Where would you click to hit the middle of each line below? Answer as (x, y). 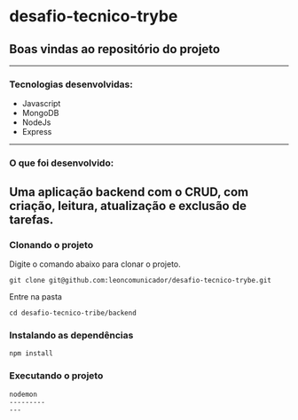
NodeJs (36, 122)
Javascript (41, 104)
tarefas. (31, 219)
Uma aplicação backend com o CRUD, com (129, 192)
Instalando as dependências (71, 335)
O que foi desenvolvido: (62, 163)
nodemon (24, 394)
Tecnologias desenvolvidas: (71, 84)
